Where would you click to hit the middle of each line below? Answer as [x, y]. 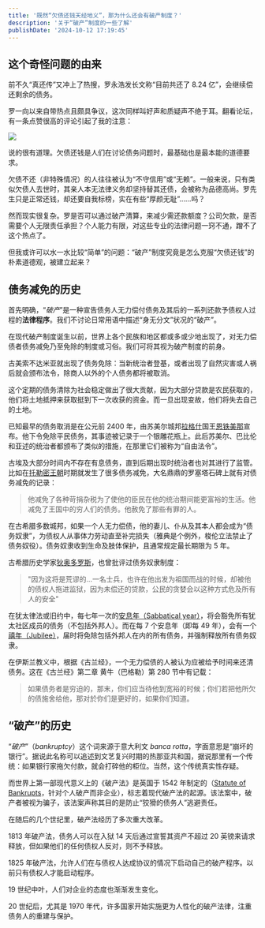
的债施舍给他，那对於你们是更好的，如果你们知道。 [110, 698]
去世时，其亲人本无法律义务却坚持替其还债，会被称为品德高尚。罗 [142, 189]
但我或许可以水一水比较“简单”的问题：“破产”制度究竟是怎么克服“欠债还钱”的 [131, 253]
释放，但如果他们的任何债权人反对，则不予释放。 [88, 846]
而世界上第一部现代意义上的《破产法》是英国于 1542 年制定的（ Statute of [127, 783]
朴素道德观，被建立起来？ [50, 262]
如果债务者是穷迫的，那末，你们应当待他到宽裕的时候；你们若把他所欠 [142, 689]
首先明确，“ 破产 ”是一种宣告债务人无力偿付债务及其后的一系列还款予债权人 [129, 310]
